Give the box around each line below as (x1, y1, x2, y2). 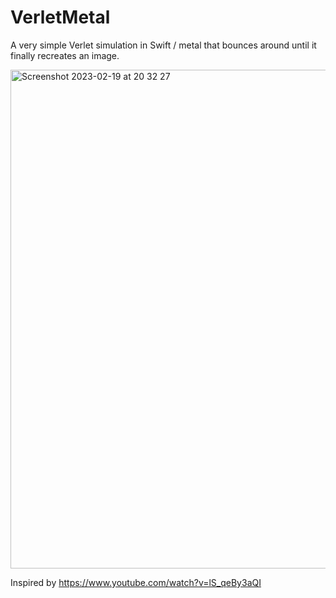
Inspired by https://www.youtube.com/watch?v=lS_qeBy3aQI (10, 576, 262, 588)
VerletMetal (10, 6, 111, 29)
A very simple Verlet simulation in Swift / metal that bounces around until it (10, 39, 317, 51)
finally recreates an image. (10, 49, 120, 61)
